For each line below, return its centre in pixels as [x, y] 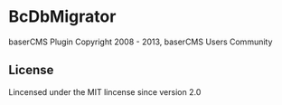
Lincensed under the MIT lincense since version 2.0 [105, 91]
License [31, 70]
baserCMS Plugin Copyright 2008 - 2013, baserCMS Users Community [141, 42]
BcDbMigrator [62, 17]
